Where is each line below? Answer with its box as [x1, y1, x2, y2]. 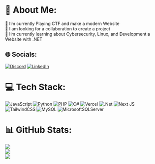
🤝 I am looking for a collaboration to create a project [5, 25, 111, 31]
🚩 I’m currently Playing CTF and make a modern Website [5, 21, 120, 26]
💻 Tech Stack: [5, 81, 66, 93]
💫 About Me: [5, 4, 57, 16]
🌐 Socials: [5, 50, 37, 59]
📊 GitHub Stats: [5, 124, 72, 135]
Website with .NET [5, 36, 43, 42]
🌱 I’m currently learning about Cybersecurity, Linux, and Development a [5, 31, 150, 37]
